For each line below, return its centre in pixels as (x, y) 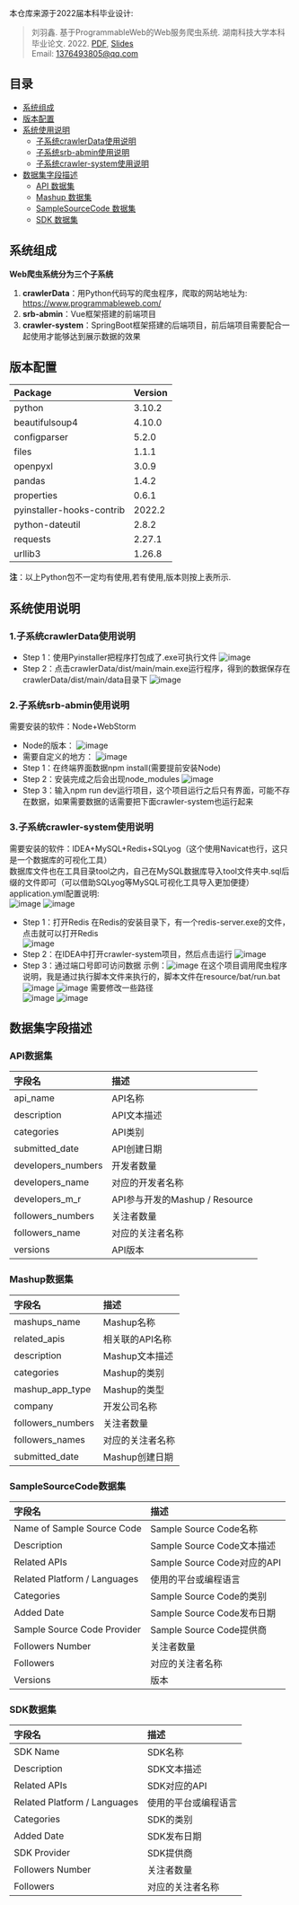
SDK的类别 (170, 1820)
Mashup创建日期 (138, 1457)
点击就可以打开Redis (60, 933)
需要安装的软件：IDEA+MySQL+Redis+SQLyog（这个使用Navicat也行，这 (145, 848)
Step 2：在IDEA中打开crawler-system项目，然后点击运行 (128, 953)
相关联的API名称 (137, 1339)
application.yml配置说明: (55, 893)
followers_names (49, 1439)
